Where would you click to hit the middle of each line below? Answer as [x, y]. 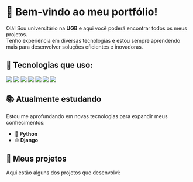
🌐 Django [26, 140]
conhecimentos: [25, 122]
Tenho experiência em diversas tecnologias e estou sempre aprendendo [93, 40]
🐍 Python [26, 133]
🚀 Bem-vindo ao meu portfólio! [82, 12]
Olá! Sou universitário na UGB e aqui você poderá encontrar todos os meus [96, 28]
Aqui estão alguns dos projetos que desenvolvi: [63, 173]
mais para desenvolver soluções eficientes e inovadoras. [75, 47]
